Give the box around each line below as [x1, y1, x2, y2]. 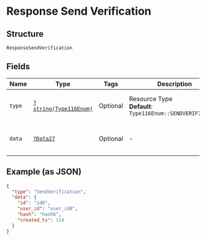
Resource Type [129, 94, 173, 103]
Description [157, 80, 193, 88]
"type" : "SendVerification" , [12, 189, 86, 195]
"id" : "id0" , [17, 200, 51, 206]
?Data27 [32, 135, 55, 142]
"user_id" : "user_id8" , [17, 206, 78, 212]
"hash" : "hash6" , [17, 211, 62, 217]
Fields [6, 61, 31, 72]
